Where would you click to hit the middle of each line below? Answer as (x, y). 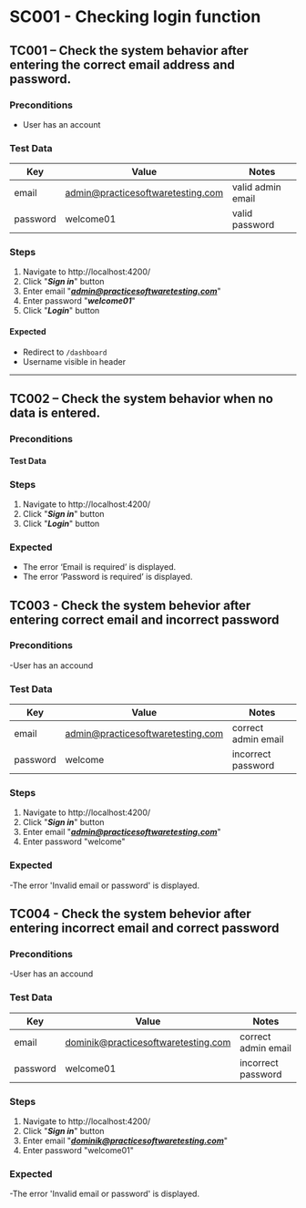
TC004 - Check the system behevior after (131, 914)
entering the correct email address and (122, 64)
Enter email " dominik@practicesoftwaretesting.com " (125, 1141)
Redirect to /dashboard (65, 352)
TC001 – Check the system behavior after (129, 51)
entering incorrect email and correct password (144, 929)
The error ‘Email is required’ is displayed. (99, 567)
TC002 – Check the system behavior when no (141, 399)
